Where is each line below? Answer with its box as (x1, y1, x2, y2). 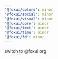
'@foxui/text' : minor (4, 26, 49, 30)
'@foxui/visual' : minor (4, 16, 54, 21)
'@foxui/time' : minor (4, 30, 49, 35)
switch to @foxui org (4, 48, 47, 54)
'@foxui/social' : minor (4, 12, 54, 17)
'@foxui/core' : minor (4, 21, 49, 26)
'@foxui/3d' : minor (4, 35, 45, 40)
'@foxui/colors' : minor (4, 7, 54, 12)
